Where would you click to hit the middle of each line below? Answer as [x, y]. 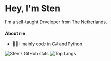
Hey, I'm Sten [33, 9]
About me [15, 33]
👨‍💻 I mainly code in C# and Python [47, 44]
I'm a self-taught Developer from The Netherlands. [56, 22]
